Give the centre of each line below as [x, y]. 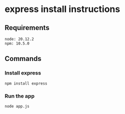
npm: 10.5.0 [17, 43]
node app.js [17, 106]
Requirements [27, 28]
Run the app [19, 96]
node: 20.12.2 [19, 39]
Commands [23, 59]
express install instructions [62, 9]
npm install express [26, 83]
